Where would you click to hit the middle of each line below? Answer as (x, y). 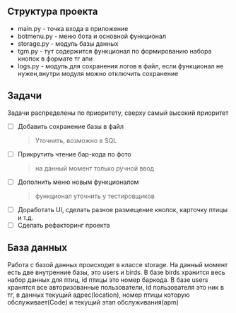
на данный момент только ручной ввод (94, 168)
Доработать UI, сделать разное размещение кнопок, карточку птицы (123, 209)
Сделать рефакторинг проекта (64, 225)
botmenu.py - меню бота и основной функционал (92, 36)
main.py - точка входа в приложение (73, 28)
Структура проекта (53, 12)
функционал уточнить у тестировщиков (95, 196)
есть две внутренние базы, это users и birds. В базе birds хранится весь (116, 272)
